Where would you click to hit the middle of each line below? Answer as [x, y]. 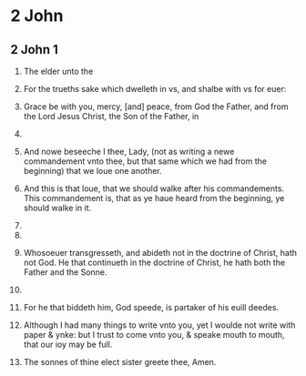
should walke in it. [57, 208]
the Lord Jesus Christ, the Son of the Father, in [111, 116]
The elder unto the [58, 71]
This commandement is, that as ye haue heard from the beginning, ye [154, 198]
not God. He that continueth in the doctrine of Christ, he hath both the [154, 262]
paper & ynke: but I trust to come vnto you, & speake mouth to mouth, [154, 335]
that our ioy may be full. [68, 344]
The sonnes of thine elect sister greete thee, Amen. [120, 362]
